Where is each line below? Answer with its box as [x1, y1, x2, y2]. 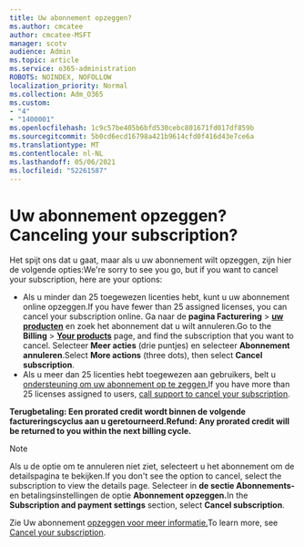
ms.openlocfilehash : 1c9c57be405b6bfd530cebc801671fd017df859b [9, 124, 255, 133]
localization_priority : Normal [9, 81, 128, 90]
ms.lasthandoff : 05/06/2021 [9, 157, 117, 167]
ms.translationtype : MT [9, 140, 100, 150]
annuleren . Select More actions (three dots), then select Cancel [22, 350, 263, 361]
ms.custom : [9, 98, 51, 108]
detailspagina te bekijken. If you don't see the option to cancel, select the [9, 470, 282, 481]
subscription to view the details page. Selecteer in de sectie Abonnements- [9, 480, 296, 491]
